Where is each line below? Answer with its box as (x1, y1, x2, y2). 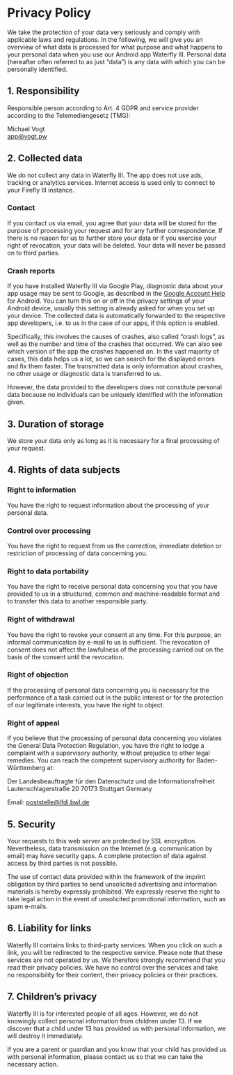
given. (7, 398, 26, 406)
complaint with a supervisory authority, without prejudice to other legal (7, 749, 210, 758)
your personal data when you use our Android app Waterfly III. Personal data (7, 50, 227, 59)
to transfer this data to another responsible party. (7, 597, 148, 606)
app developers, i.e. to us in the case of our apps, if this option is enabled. (7, 319, 220, 327)
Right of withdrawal (7, 615, 75, 624)
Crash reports (7, 266, 56, 276)
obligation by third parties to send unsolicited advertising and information (7, 880, 217, 888)
